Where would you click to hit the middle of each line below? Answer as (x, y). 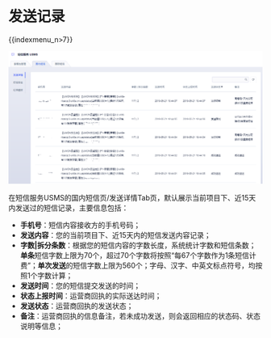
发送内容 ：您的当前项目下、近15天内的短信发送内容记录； (115, 235)
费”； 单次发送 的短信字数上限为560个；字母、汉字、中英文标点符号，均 (138, 266)
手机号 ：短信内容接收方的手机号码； (80, 225)
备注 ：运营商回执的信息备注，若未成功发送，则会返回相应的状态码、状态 (140, 316)
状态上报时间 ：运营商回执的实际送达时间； (91, 296)
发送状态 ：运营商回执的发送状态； (77, 306)
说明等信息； (41, 326)
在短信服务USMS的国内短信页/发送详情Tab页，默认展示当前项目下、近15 (129, 198)
